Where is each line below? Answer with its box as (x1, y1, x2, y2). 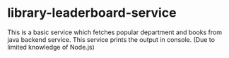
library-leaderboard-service (7, 5, 177, 21)
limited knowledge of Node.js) (7, 43, 95, 51)
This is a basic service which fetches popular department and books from (7, 28, 223, 36)
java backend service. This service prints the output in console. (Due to (7, 35, 216, 43)
